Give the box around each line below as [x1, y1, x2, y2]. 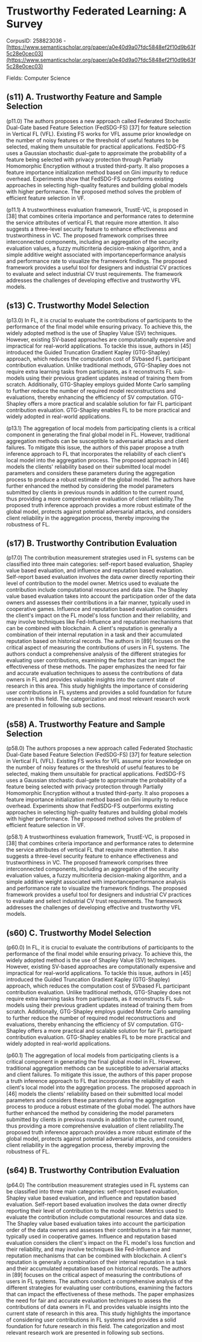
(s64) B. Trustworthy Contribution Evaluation [6, 1165, 180, 1175]
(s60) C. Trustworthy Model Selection [6, 928, 152, 938]
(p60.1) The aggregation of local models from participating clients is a [6, 1052, 179, 1059]
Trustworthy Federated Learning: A [6, 4, 187, 18]
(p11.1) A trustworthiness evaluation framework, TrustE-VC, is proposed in [6, 206, 189, 213]
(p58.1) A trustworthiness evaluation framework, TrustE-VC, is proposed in [6, 833, 191, 840]
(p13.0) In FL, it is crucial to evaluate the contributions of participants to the [6, 316, 193, 324]
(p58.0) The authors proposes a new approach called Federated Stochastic [6, 744, 193, 752]
